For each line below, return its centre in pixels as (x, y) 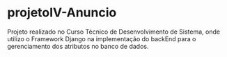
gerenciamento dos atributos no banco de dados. (78, 46)
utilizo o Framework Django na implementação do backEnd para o (102, 38)
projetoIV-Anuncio (62, 13)
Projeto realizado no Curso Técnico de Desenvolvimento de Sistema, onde (114, 32)
